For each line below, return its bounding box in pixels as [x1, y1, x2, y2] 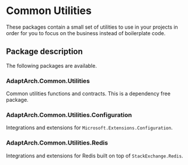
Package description [6, 47, 83, 57]
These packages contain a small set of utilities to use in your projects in [6, 23, 178, 30]
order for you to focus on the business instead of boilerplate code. [6, 29, 166, 36]
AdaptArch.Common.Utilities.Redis [6, 139, 108, 147]
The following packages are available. [6, 62, 98, 69]
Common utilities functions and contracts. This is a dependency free [6, 90, 171, 97]
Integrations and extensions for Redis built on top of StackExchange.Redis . [6, 152, 183, 159]
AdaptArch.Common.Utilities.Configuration [6, 111, 133, 119]
